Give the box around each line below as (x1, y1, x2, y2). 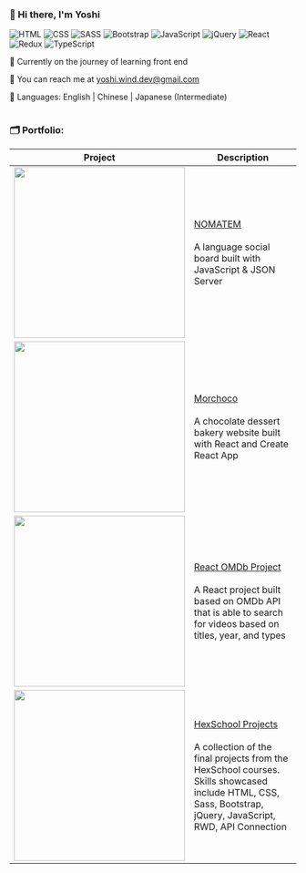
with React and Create (194, 437, 290, 450)
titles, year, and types (194, 629, 286, 642)
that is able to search (194, 606, 284, 619)
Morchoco (194, 392, 239, 405)
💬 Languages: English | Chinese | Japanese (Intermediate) (9, 91, 228, 103)
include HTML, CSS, (194, 786, 280, 798)
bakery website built (194, 426, 280, 438)
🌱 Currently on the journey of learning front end (9, 56, 189, 67)
